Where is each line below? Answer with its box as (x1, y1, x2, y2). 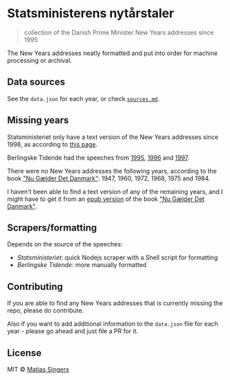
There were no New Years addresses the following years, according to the (7, 167, 218, 175)
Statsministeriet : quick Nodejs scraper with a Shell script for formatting (16, 253, 218, 262)
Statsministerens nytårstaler (7, 6, 174, 21)
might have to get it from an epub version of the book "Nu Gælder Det (7, 195, 205, 203)
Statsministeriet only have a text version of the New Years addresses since (7, 133, 218, 141)
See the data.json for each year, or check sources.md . (7, 94, 160, 103)
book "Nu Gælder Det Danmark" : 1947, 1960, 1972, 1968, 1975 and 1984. (7, 174, 211, 182)
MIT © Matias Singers (7, 366, 69, 373)
